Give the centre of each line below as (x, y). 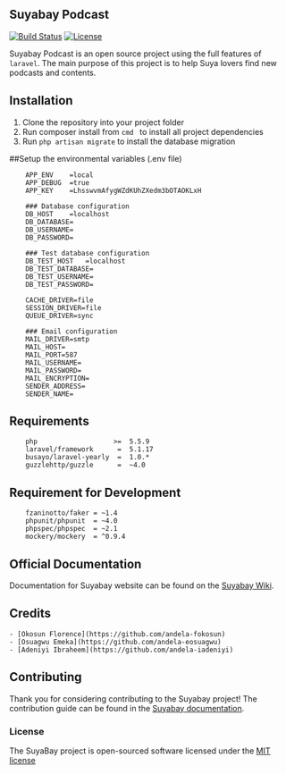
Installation (41, 101)
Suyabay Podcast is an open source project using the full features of (135, 54)
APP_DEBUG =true (58, 182)
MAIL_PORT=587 (51, 355)
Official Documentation (76, 564)
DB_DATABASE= (50, 222)
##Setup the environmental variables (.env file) (96, 158)
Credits (30, 614)
